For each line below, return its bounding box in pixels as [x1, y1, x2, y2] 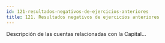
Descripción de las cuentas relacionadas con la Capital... [6, 30, 146, 37]
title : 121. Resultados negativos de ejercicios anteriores [6, 14, 160, 20]
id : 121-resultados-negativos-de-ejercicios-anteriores [6, 8, 149, 15]
